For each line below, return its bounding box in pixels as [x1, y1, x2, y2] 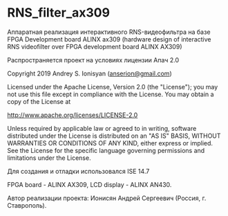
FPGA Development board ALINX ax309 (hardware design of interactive [7, 35, 212, 43]
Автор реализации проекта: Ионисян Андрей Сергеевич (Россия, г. [7, 194, 207, 202]
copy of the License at [7, 97, 71, 105]
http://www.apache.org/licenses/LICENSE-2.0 [7, 111, 138, 119]
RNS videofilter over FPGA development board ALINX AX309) [7, 42, 182, 51]
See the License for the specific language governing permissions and [7, 146, 205, 154]
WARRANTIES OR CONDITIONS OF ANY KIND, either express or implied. [7, 138, 213, 147]
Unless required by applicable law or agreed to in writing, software [7, 124, 197, 132]
